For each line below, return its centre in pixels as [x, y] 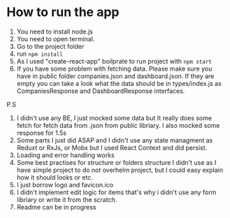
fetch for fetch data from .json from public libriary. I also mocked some [118, 125]
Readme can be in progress [56, 207]
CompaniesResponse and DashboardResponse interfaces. [101, 91]
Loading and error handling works [65, 155]
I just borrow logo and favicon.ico [65, 184]
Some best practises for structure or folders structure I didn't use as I [116, 162]
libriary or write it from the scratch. [67, 199]
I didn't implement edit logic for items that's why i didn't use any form [116, 192]
